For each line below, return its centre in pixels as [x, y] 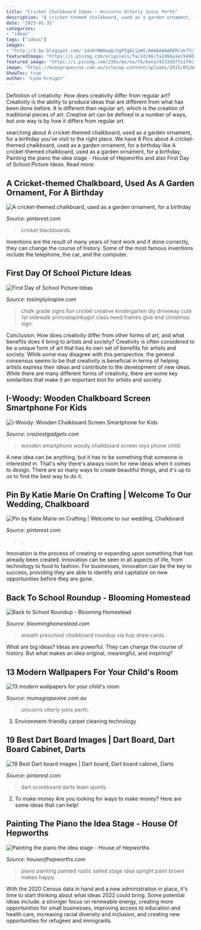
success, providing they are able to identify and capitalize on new [87, 573]
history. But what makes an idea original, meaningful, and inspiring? [89, 654]
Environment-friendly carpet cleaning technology [75, 721]
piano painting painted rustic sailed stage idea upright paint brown [103, 871]
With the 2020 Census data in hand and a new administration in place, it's [97, 889]
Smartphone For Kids [47, 408]
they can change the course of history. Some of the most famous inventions [100, 248]
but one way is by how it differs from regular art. [66, 121]
